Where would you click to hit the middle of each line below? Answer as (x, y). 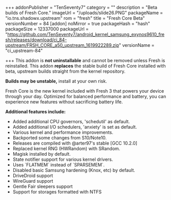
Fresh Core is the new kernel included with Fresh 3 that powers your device (85, 91)
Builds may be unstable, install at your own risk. (56, 81)
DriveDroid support (33, 176)
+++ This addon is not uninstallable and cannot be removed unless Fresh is (85, 60)
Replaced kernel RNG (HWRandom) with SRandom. (66, 149)
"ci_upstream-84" (24, 51)
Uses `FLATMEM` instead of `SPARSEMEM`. (58, 165)
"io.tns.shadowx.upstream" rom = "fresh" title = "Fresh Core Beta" (75, 18)
